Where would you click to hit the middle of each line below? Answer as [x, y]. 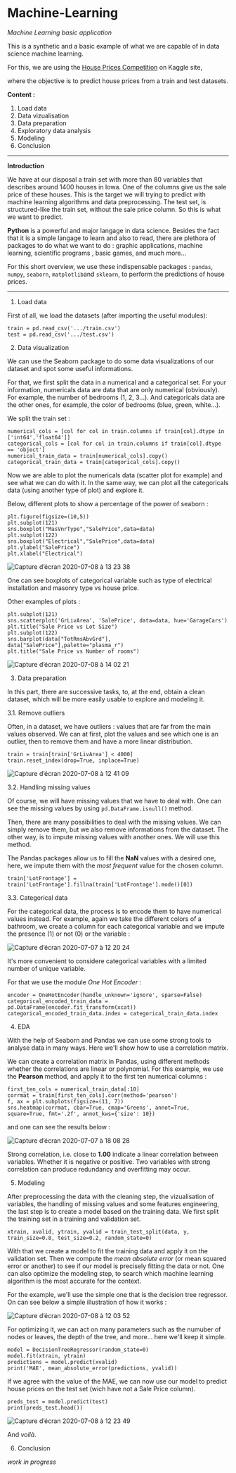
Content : [21, 94]
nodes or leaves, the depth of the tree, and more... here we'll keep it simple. [117, 1336]
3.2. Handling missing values [49, 787]
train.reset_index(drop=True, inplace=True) [73, 760]
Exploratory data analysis [54, 130]
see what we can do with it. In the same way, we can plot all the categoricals [118, 482]
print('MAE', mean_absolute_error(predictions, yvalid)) [92, 1368]
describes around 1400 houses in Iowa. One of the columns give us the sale [117, 187]
